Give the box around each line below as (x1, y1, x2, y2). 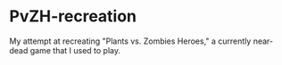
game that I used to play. (29, 45, 121, 55)
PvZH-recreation (9, 6, 137, 27)
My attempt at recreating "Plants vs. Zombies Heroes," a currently (9, 36, 252, 46)
